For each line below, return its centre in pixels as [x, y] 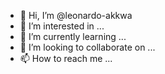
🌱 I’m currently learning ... [73, 36]
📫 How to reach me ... [66, 58]
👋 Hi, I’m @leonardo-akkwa [76, 15]
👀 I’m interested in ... [62, 26]
